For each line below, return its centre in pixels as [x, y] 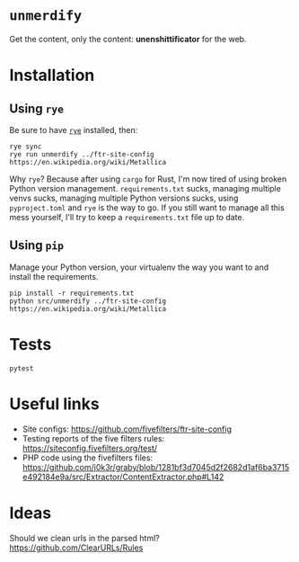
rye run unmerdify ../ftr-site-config [82, 154]
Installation [52, 76]
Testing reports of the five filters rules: [93, 438]
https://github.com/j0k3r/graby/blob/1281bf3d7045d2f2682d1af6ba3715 [156, 467]
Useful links [55, 404]
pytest [22, 368]
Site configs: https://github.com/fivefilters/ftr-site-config [127, 429]
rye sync [26, 147]
